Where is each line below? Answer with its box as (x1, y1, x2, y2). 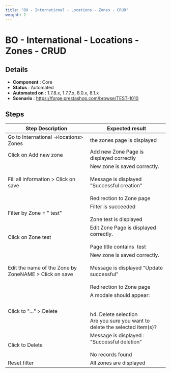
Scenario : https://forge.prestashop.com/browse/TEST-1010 (12, 95, 139, 101)
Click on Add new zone (8, 152, 63, 159)
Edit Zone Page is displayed (90, 224, 156, 231)
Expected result (106, 125, 147, 132)
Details (5, 65, 28, 74)
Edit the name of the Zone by (8, 264, 77, 271)
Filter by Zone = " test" (8, 210, 62, 217)
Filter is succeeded (90, 203, 136, 210)
